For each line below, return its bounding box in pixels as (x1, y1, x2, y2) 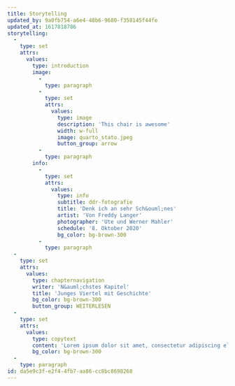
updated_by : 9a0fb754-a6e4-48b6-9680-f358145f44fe (7, 17, 158, 24)
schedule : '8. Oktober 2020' (57, 224, 142, 231)
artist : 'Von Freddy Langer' (57, 212, 142, 219)
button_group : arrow (57, 141, 117, 148)
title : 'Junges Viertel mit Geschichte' (32, 289, 152, 297)
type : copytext (32, 335, 77, 343)
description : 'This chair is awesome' (57, 120, 171, 128)
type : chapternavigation (32, 277, 105, 284)
